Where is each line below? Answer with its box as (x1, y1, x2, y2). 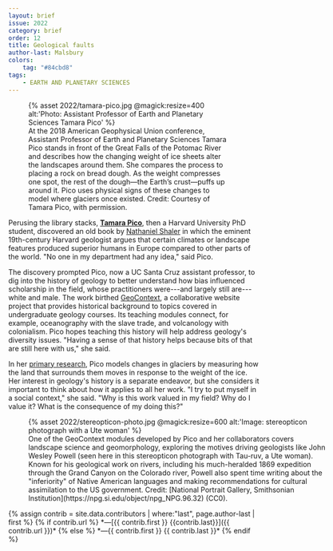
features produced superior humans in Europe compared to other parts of (8, 243, 252, 252)
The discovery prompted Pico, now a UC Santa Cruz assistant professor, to (8, 267, 256, 276)
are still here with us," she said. (8, 343, 111, 353)
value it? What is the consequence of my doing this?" (8, 401, 184, 411)
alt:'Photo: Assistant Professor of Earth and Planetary (28, 109, 204, 118)
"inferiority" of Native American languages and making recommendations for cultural (28, 476, 307, 486)
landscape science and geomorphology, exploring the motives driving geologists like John (28, 442, 326, 452)
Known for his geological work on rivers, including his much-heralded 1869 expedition (28, 459, 311, 469)
